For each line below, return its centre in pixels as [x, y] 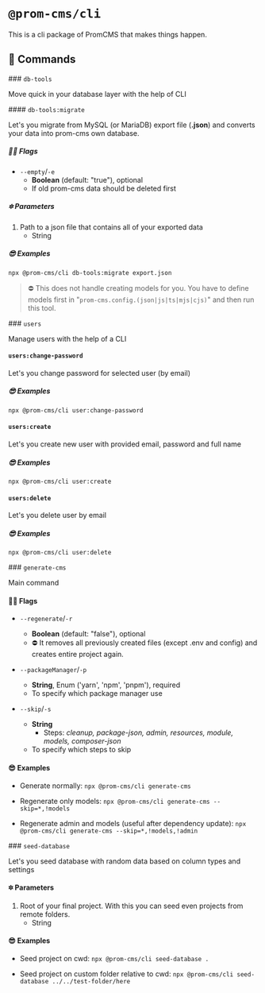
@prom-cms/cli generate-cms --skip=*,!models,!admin [109, 831]
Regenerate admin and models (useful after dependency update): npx [133, 823]
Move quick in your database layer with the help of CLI [97, 94]
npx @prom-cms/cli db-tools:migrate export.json [90, 272]
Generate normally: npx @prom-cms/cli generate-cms [106, 786]
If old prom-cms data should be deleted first [104, 188]
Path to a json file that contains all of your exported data [111, 227]
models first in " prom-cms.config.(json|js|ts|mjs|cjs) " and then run [141, 299]
